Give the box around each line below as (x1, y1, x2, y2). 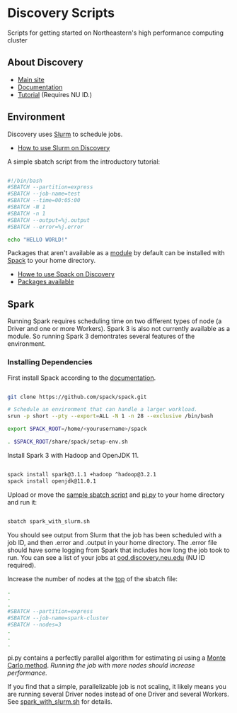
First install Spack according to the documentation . (7, 374, 156, 382)
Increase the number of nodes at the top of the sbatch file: (7, 574, 178, 583)
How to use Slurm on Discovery (17, 143, 110, 152)
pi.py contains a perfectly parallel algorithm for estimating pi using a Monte (7, 653, 226, 662)
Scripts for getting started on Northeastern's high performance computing (7, 28, 224, 37)
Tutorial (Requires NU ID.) (17, 90, 93, 99)
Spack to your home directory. (7, 257, 96, 265)
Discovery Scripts (7, 5, 115, 21)
